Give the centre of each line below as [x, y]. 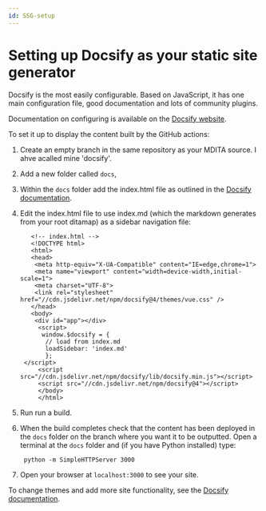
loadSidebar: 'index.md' [86, 348]
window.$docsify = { [75, 334]
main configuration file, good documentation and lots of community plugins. [133, 103]
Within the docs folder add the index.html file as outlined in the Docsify [135, 189]
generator [42, 72]
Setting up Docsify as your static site [133, 55]
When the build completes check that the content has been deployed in [137, 428]
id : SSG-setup [32, 16]
